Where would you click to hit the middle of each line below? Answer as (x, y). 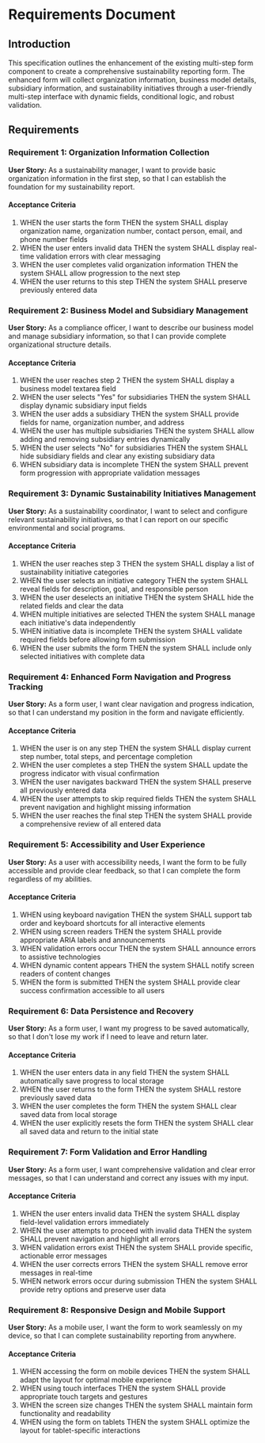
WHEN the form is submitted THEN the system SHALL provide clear (130, 982)
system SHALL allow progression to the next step (100, 273)
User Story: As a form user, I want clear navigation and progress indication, (131, 704)
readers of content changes (65, 973)
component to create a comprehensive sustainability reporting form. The (127, 71)
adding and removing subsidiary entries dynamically (105, 439)
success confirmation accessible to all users (92, 990)
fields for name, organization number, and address (102, 423)
